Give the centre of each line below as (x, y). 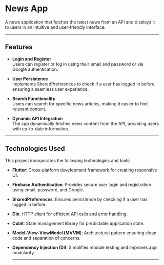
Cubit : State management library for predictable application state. (78, 223)
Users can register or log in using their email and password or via (78, 64)
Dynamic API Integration (37, 118)
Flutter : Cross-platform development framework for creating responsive (84, 170)
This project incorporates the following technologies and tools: (68, 160)
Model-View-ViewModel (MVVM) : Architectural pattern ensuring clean (84, 233)
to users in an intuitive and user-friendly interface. (55, 27)
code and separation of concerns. (46, 238)
